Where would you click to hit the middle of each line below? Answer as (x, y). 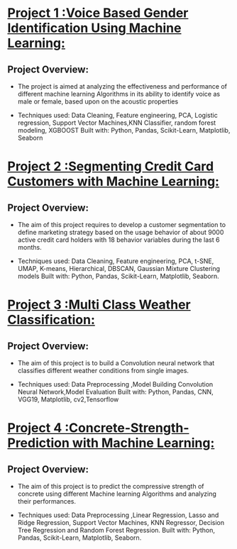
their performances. (47, 501)
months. (30, 247)
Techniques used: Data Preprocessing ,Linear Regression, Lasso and (118, 515)
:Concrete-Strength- (127, 428)
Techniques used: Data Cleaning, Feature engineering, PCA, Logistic (117, 115)
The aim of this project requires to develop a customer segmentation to (121, 224)
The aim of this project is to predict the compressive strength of (111, 486)
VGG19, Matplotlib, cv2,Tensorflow (68, 399)
